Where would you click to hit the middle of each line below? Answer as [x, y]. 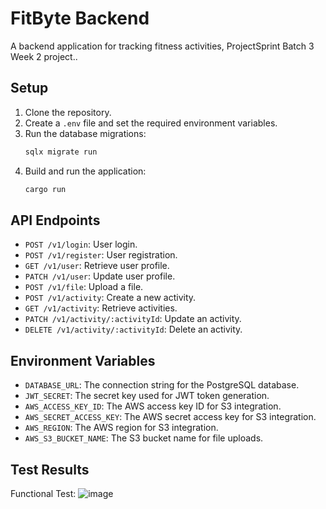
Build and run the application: [85, 171]
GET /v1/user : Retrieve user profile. [97, 266]
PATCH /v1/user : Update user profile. [100, 276]
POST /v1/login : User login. [81, 244]
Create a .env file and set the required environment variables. [151, 123]
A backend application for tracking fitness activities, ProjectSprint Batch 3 [162, 46]
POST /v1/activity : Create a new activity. [110, 298]
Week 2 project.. [44, 56]
